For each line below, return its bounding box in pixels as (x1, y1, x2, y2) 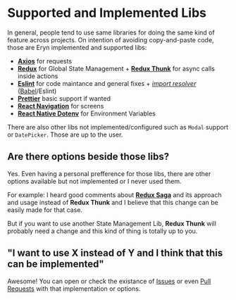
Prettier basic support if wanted (17, 94, 111, 103)
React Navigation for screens (17, 101, 104, 110)
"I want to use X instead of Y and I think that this (7, 247, 223, 259)
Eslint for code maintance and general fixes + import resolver (17, 79, 197, 87)
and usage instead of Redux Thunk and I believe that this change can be (7, 198, 218, 206)
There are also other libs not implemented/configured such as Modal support (7, 123, 229, 131)
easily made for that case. (7, 206, 83, 214)
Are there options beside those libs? (7, 151, 170, 163)
